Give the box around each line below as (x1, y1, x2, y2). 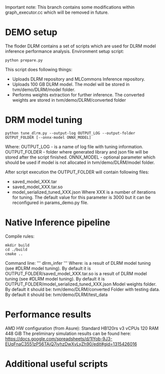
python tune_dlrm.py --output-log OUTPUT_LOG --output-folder (5, 130, 135, 135)
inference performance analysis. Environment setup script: (5, 48, 124, 54)
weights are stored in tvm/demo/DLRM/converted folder (12, 97, 127, 103)
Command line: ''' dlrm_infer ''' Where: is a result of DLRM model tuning (5, 260, 151, 266)
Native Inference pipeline (5, 217, 111, 228)
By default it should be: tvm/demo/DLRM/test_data (5, 291, 108, 297)
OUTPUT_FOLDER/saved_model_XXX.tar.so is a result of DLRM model (5, 270, 147, 276)
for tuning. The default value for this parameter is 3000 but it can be (12, 194, 151, 200)
